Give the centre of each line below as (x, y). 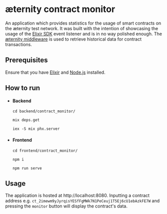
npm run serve (27, 168)
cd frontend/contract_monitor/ (45, 151)
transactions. (19, 44)
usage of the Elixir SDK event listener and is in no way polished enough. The (84, 34)
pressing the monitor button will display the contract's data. (66, 206)
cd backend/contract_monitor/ (44, 111)
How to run (23, 88)
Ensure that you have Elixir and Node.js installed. (55, 72)
